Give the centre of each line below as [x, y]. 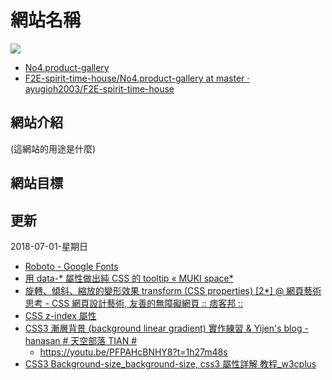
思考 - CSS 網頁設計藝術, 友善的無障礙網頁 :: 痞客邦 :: [134, 303]
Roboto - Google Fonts [71, 266]
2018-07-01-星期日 [49, 246]
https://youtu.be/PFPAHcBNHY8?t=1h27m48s [133, 352]
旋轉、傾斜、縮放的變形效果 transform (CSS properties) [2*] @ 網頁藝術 [173, 290]
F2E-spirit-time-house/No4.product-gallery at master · [137, 78]
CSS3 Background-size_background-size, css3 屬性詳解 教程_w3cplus [170, 363]
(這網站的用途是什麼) [53, 148]
